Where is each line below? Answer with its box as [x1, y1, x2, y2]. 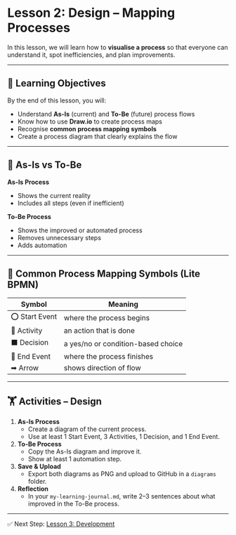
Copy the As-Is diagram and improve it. [27, 447, 142, 456]
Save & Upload [17, 462, 61, 471]
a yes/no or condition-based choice [63, 338, 183, 348]
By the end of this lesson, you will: [7, 96, 107, 105]
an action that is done [63, 326, 136, 336]
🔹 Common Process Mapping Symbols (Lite [7, 267, 201, 279]
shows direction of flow [63, 363, 142, 373]
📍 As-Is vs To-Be [7, 159, 82, 171]
